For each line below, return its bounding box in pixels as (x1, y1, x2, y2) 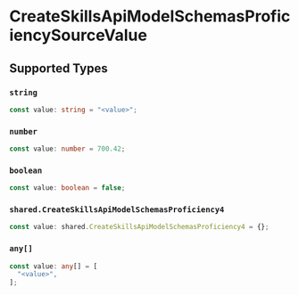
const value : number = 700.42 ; (9, 144, 126, 153)
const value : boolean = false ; (9, 184, 126, 193)
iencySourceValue (9, 25, 147, 45)
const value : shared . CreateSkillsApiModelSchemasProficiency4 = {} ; (9, 223, 270, 232)
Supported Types (9, 61, 109, 76)
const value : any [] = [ (9, 261, 98, 271)
